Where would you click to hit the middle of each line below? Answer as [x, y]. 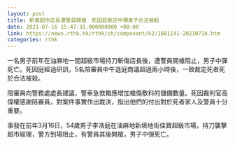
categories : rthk [33, 40]
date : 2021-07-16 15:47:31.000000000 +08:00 [73, 27]
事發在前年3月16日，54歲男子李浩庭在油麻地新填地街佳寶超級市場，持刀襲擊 [117, 125]
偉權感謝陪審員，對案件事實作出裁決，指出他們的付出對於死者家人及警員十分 [117, 102]
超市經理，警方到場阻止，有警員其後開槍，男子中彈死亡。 [90, 134]
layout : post [26, 14]
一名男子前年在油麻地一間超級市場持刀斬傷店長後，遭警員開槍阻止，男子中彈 [117, 61]
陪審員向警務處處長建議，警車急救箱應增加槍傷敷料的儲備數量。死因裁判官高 [117, 93]
